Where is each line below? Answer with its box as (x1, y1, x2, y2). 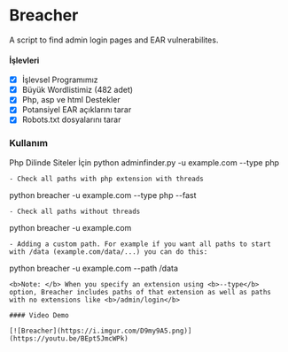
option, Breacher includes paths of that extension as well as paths (9, 287, 272, 296)
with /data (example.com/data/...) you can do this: (9, 247, 208, 256)
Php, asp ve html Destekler (21, 95, 121, 105)
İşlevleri (9, 55, 40, 65)
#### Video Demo (9, 310, 69, 319)
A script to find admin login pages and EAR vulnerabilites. (9, 34, 219, 45)
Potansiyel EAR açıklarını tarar (21, 104, 132, 115)
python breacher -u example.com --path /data (9, 263, 179, 273)
